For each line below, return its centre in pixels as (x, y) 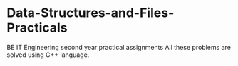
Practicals (37, 28)
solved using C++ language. (48, 55)
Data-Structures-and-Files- (90, 13)
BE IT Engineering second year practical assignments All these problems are (119, 47)
